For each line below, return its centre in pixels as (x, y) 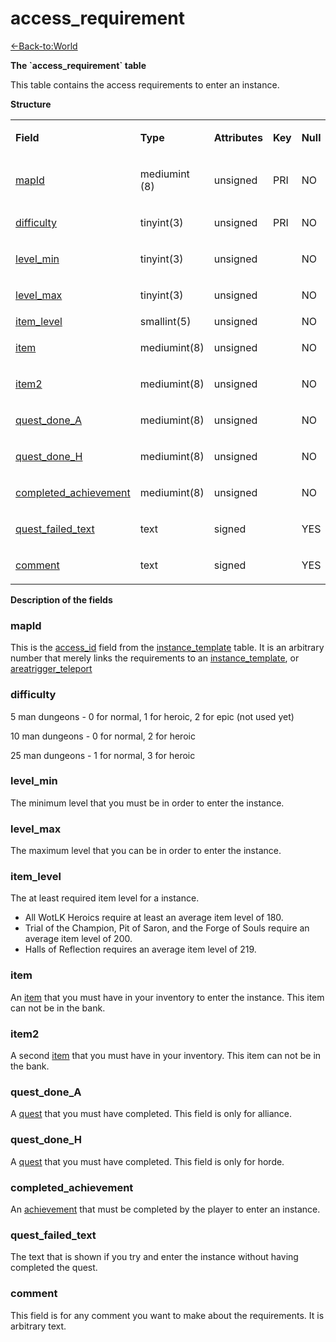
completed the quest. (54, 1268)
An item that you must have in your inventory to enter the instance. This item (167, 997)
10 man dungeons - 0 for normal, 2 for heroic (103, 736)
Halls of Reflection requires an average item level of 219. (140, 949)
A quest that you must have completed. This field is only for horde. (147, 1161)
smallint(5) (165, 321)
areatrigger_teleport (51, 669)
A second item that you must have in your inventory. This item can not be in (166, 1056)
